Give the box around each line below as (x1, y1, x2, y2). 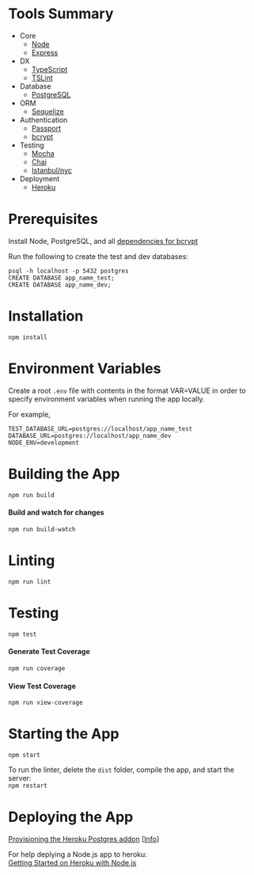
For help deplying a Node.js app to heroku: (8, 850, 148, 859)
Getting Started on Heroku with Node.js (8, 858, 137, 868)
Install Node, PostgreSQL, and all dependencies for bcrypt (8, 236, 199, 245)
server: (8, 774, 32, 783)
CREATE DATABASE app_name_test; (8, 274, 115, 282)
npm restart (8, 782, 47, 790)
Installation (8, 307, 84, 325)
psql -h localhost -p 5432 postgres (8, 267, 129, 275)
